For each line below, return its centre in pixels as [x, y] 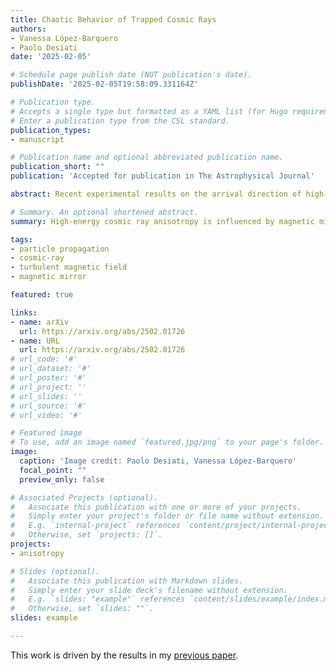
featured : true [42, 295]
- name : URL [35, 341]
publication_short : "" [57, 167]
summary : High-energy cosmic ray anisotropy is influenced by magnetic [162, 221]
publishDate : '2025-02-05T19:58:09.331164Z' [104, 84]
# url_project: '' [48, 387]
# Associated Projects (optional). [84, 497]
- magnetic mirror [48, 277]
